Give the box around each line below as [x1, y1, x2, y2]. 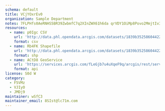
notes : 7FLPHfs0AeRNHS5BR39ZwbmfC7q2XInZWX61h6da [5, 21, 109, 26]
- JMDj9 [9, 89, 26, 94]
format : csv [14, 39, 38, 44]
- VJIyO [9, 84, 26, 90]
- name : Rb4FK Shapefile [9, 44, 60, 49]
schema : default [5, 7, 38, 12]
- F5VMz [9, 80, 26, 85]
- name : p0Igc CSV [9, 30, 48, 35]
